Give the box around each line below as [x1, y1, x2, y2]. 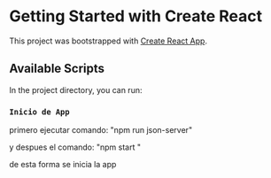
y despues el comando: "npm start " [9, 142, 142, 152]
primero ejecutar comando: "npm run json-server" [9, 125, 193, 135]
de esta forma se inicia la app [9, 159, 117, 170]
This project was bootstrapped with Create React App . [9, 35, 208, 46]
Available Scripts [9, 61, 105, 76]
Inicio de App [9, 106, 70, 117]
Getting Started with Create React [9, 6, 263, 27]
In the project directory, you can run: [9, 84, 143, 95]
